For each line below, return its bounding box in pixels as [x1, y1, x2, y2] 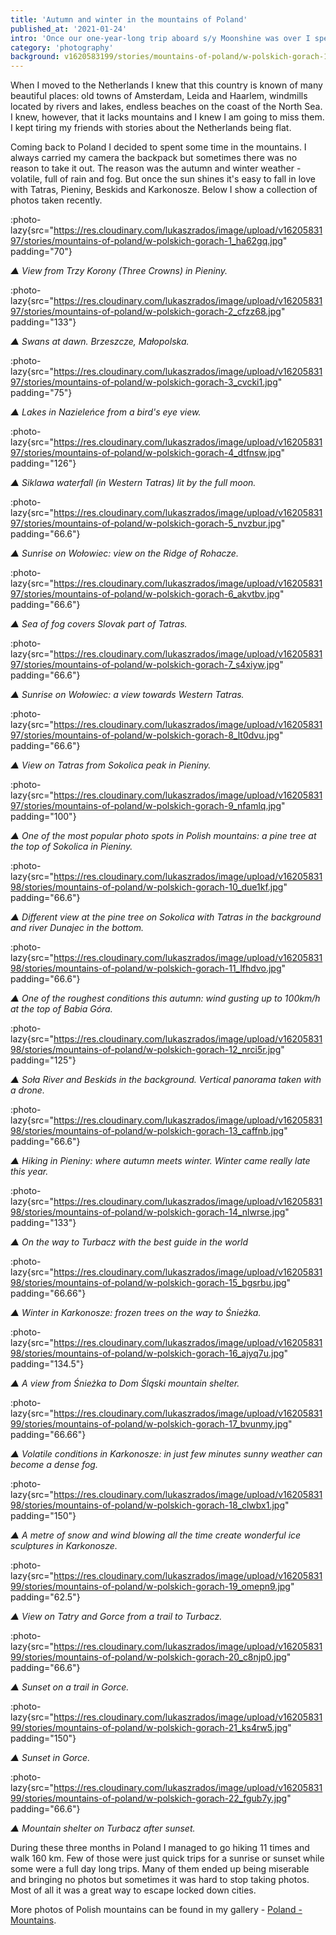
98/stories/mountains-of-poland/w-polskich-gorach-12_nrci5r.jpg [10, 1044, 282, 1056]
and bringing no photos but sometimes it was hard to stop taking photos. [10, 1874, 310, 1886]
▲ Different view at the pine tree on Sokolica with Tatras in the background [10, 911, 322, 923]
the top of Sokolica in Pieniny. [10, 841, 133, 853]
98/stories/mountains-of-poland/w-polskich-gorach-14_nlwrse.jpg [10, 1206, 286, 1218]
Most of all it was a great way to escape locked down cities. [10, 1884, 257, 1896]
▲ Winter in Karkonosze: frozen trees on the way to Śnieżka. [10, 1307, 262, 1319]
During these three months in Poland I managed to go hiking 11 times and [10, 1842, 310, 1854]
